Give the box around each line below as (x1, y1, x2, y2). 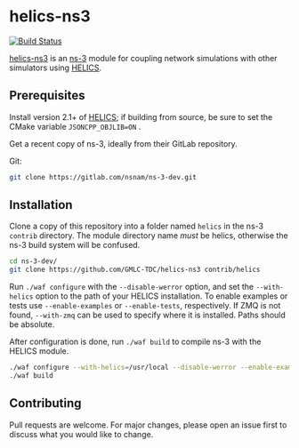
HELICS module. (9, 346, 69, 356)
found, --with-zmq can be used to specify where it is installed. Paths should (9, 309, 287, 321)
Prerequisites (9, 88, 85, 103)
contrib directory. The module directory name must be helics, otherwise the (9, 230, 288, 241)
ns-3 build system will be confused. (9, 240, 141, 251)
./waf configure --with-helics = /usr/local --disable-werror (9, 363, 238, 372)
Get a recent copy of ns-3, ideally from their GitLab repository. (9, 138, 238, 148)
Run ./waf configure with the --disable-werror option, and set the (9, 282, 255, 292)
